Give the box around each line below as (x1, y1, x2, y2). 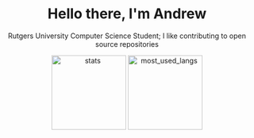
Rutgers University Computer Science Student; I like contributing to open (8, 31, 246, 40)
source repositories (95, 39, 159, 48)
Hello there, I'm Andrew (48, 5, 206, 23)
